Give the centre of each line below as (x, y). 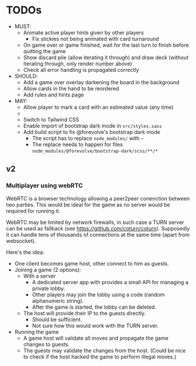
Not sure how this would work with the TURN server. (95, 326)
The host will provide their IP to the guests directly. (85, 313)
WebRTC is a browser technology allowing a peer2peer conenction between (98, 198)
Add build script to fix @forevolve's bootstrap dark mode (92, 132)
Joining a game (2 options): (48, 270)
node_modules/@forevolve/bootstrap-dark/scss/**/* (95, 151)
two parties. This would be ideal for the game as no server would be (88, 205)
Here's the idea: (25, 252)
